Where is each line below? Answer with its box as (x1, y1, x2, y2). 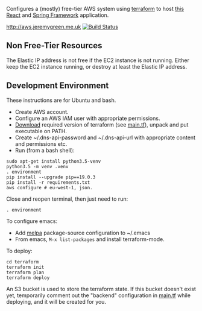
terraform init (6, 264, 45, 270)
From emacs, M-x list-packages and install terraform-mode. (14, 235, 165, 243)
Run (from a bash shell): (14, 146, 75, 154)
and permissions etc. (14, 140, 68, 147)
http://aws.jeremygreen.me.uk (6, 24, 81, 30)
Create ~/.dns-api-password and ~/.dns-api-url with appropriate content (14, 134, 196, 141)
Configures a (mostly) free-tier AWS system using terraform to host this (6, 5, 185, 12)
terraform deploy (6, 274, 50, 281)
